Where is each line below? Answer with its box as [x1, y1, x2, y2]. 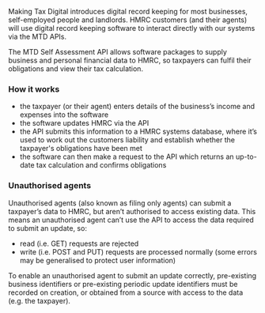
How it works [8, 83, 60, 94]
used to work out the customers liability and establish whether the [19, 135, 236, 145]
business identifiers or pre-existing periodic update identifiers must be [8, 279, 238, 288]
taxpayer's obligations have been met [19, 144, 142, 153]
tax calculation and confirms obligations [36, 160, 167, 170]
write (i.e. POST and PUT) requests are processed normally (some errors [19, 247, 257, 256]
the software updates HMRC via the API [19, 119, 150, 128]
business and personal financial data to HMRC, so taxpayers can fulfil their [8, 55, 252, 65]
